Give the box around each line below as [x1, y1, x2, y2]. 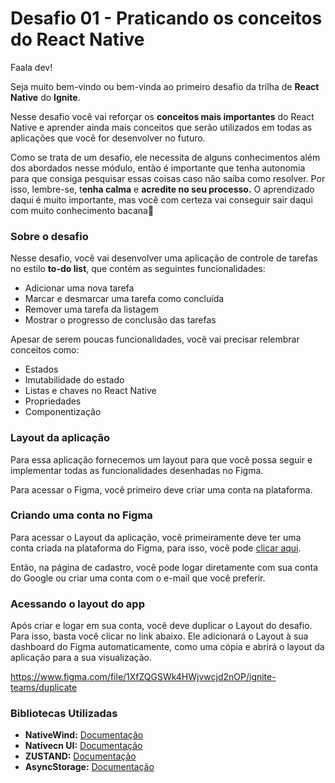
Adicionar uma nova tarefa [24, 282, 135, 294]
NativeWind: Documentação [24, 729, 144, 741]
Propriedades [24, 395, 82, 407]
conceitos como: [10, 344, 80, 356]
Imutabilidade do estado [24, 374, 125, 386]
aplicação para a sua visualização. [10, 652, 153, 664]
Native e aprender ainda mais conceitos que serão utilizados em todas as [10, 121, 313, 133]
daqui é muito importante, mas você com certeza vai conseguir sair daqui [10, 193, 313, 206]
